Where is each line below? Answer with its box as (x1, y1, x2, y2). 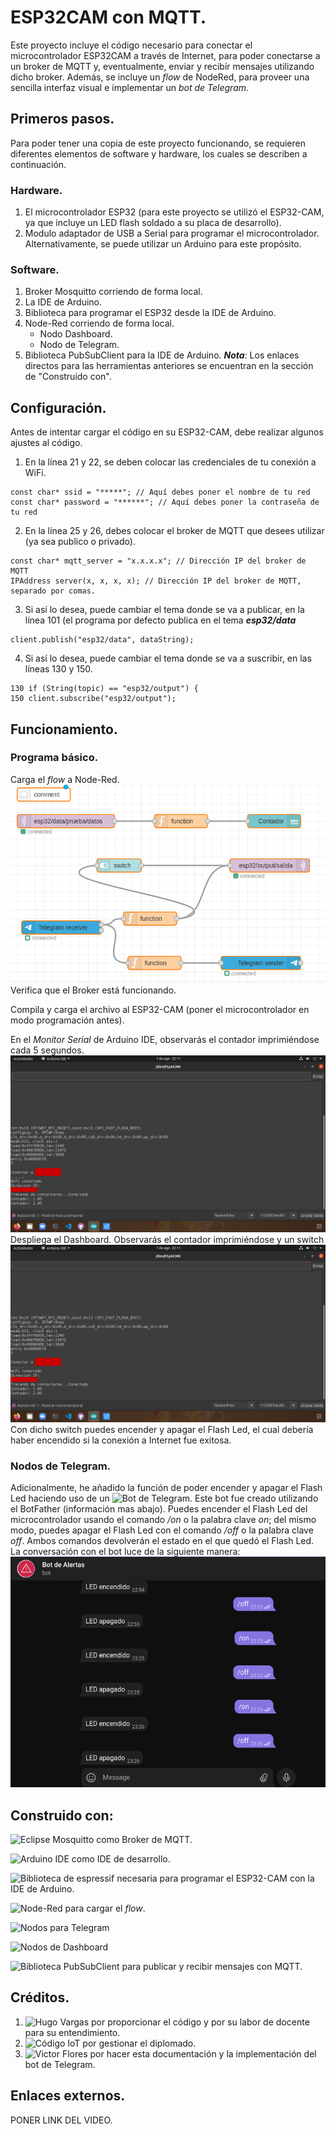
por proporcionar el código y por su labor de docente (91, 2016, 310, 2028)
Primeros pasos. (10, 111, 115, 128)
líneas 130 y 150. (24, 663, 93, 675)
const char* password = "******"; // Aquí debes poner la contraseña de (10, 497, 320, 508)
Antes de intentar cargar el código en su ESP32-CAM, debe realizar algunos (10, 426, 324, 438)
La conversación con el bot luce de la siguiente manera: (10, 1546, 241, 1557)
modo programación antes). (10, 1014, 125, 1026)
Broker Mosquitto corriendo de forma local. (24, 286, 203, 298)
